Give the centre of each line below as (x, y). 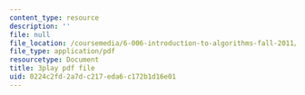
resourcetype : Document (54, 60)
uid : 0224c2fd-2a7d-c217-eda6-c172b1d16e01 (93, 77)
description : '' (40, 26)
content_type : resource (54, 18)
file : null (30, 34)
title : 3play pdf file (52, 69)
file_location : (38, 43)
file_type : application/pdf (63, 52)
